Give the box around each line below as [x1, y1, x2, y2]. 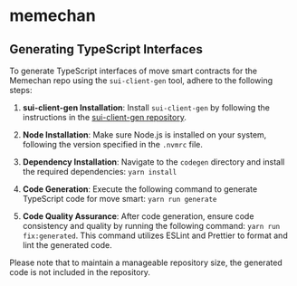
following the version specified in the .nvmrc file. [22, 139, 204, 149]
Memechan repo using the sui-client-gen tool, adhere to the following [9, 75, 273, 86]
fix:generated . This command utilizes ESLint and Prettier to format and [22, 230, 288, 241]
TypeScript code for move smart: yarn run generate [22, 194, 217, 204]
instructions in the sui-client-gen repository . [22, 112, 187, 122]
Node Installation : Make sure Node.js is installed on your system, [22, 129, 267, 140]
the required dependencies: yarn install [22, 167, 177, 176]
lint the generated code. [22, 240, 112, 250]
